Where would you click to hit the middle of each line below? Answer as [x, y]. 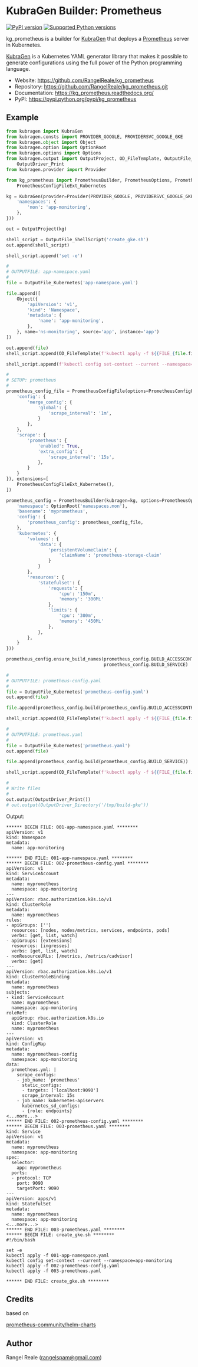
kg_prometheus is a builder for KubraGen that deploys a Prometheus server [98, 38]
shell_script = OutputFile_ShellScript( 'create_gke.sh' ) [77, 239]
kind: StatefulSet [29, 1204]
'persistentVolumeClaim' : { [82, 550]
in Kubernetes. [24, 45]
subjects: [18, 992]
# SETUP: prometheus [32, 380]
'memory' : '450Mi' [81, 621]
